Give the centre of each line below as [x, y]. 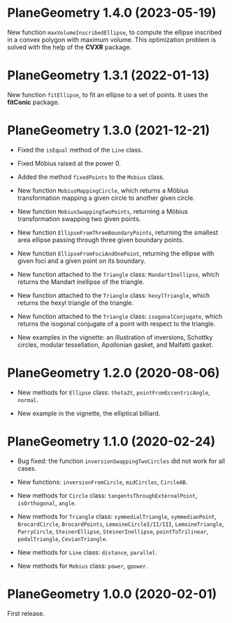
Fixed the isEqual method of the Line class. [80, 150]
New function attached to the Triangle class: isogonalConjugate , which [119, 316]
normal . [28, 399]
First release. [26, 613]
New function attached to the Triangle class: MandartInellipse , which [118, 274]
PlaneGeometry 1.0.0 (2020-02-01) [112, 594]
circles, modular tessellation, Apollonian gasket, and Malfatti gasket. [115, 345]
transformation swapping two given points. [79, 219]
